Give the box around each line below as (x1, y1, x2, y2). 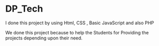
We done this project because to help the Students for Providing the (5, 29, 149, 35)
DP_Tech (5, 3, 44, 15)
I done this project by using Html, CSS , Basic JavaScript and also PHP (5, 20, 154, 26)
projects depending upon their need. (5, 35, 83, 41)
